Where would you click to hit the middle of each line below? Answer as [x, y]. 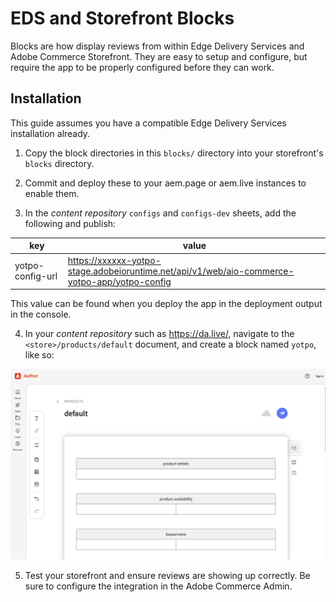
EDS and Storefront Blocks [122, 18]
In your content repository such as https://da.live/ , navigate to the [159, 333]
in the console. [41, 314]
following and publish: [70, 223]
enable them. [52, 193]
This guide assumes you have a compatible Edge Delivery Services [148, 123]
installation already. [50, 133]
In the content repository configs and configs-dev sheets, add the [160, 213]
